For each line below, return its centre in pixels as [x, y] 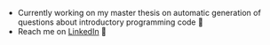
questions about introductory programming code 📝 [111, 22]
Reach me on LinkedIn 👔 [62, 31]
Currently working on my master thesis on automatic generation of [139, 13]
